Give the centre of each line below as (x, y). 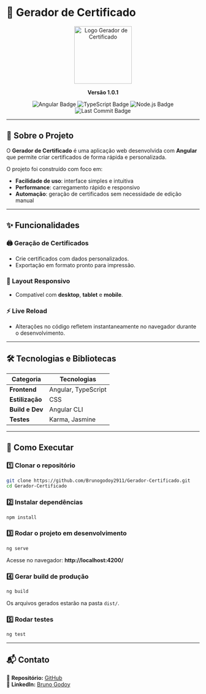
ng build (17, 591)
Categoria (26, 379)
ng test (16, 635)
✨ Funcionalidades (43, 225)
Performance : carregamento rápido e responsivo (78, 187)
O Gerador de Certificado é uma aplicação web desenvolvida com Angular (102, 150)
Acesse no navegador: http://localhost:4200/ (65, 560)
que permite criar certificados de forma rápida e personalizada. (86, 157)
